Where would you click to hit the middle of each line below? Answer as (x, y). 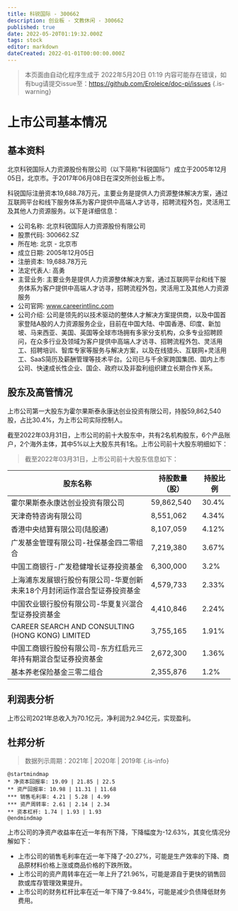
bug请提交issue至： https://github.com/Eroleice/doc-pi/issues (121, 83)
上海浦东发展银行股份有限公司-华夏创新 (77, 579)
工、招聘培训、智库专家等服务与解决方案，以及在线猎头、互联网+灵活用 (122, 350)
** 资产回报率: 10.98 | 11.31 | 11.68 (62, 790)
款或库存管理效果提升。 (52, 883)
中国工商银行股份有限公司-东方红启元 (74, 648)
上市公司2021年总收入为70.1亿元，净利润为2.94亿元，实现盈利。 (101, 718)
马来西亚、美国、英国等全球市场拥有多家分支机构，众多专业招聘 (123, 332)
